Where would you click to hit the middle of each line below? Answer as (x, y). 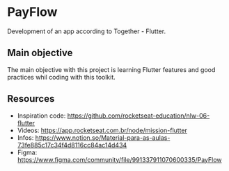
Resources (31, 99)
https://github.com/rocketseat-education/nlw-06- (139, 116)
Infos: (25, 137)
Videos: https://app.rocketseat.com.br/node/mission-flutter (102, 130)
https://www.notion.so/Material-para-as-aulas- (103, 137)
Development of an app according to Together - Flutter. (86, 31)
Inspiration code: (41, 116)
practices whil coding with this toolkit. (62, 77)
